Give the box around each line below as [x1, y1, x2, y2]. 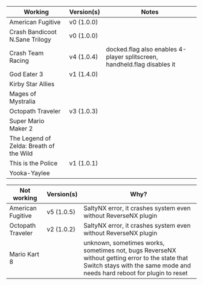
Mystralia [9, 97, 36, 105]
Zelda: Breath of [9, 142, 55, 150]
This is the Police [9, 159, 58, 167]
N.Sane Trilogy [9, 36, 51, 43]
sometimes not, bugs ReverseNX [83, 246, 176, 254]
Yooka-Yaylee [9, 169, 50, 177]
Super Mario [9, 117, 45, 125]
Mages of [9, 90, 36, 98]
